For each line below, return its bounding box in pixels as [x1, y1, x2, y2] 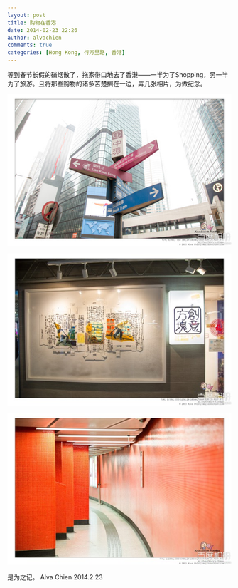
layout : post [7, 11, 46, 19]
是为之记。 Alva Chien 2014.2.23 [7, 572, 103, 581]
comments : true [7, 41, 53, 49]
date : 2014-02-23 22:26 [7, 26, 78, 33]
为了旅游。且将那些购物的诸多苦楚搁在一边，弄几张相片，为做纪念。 [7, 79, 207, 88]
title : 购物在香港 [7, 19, 57, 26]
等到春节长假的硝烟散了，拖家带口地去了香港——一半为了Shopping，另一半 [7, 71, 229, 78]
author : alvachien [7, 34, 62, 41]
